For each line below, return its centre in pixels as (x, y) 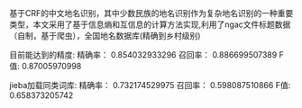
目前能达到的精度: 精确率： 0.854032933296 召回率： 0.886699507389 (143, 55)
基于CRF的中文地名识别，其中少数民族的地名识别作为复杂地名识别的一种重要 (151, 13)
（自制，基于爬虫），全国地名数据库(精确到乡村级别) (105, 36)
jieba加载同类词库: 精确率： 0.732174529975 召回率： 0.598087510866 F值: (150, 85)
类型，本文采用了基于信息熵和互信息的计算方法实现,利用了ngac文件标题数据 (150, 24)
